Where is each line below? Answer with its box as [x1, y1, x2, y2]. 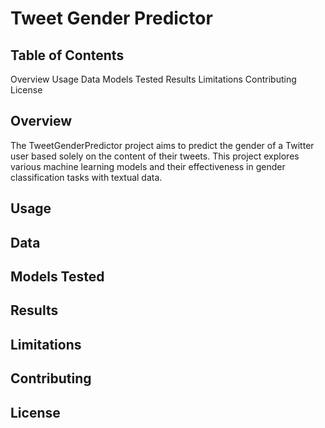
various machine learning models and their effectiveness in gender [10, 160, 286, 172]
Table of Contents [10, 47, 125, 64]
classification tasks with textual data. [10, 171, 163, 183]
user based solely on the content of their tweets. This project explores [10, 150, 300, 162]
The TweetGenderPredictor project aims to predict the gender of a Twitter [10, 139, 315, 151]
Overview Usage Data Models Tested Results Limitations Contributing [10, 73, 297, 85]
